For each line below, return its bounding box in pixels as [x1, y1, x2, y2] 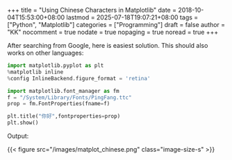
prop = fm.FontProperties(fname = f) [7, 100, 110, 107]
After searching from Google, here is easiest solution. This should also [7, 42, 208, 49]
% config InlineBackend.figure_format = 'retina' [7, 75, 151, 82]
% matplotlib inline [7, 69, 64, 75]
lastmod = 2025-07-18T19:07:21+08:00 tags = [65, 13, 199, 21]
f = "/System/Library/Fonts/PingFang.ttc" [7, 94, 132, 101]
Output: [7, 132, 29, 140]
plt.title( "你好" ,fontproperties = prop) [7, 113, 121, 120]
